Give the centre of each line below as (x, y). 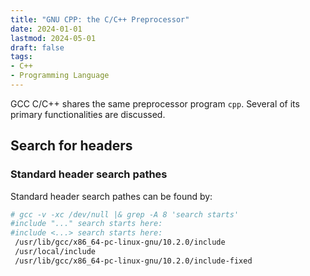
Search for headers (71, 146)
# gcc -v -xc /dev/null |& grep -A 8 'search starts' (125, 214)
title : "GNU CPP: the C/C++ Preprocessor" (100, 19)
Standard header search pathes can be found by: (111, 196)
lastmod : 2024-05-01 (53, 38)
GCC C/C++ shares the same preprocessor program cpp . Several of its (155, 103)
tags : (21, 57)
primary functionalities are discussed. (88, 114)
